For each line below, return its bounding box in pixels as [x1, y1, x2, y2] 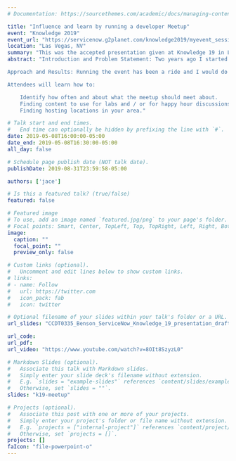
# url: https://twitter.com [7, 288, 96, 295]
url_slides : [7, 320, 42, 327]
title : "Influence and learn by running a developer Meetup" [7, 23, 190, 30]
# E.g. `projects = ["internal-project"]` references [7, 424, 174, 431]
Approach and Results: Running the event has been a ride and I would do [7, 68, 228, 75]
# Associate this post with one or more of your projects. [7, 410, 190, 417]
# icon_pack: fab [7, 294, 65, 301]
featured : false [7, 197, 55, 204]
